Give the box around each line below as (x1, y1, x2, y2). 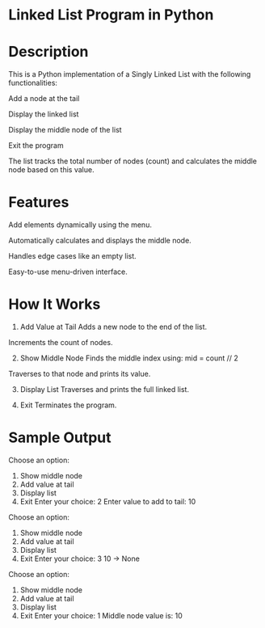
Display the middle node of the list (8, 125, 123, 135)
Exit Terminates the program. (19, 400, 117, 410)
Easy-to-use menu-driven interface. (8, 267, 128, 276)
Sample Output (8, 428, 111, 447)
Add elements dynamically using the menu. (8, 220, 152, 230)
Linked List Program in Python (8, 6, 214, 24)
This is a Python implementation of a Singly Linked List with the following (8, 70, 251, 79)
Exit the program (8, 141, 64, 150)
